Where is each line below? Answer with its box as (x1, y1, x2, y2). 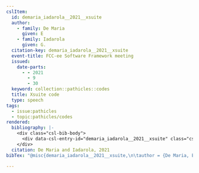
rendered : (6, 119, 31, 125)
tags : (6, 102, 20, 109)
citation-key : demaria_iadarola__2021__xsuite (11, 48, 129, 54)
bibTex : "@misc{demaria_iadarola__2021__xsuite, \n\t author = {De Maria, (6, 152, 190, 158)
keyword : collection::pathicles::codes (11, 86, 110, 92)
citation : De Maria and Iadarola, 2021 (11, 147, 110, 153)
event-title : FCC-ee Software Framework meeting (11, 53, 134, 59)
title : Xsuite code (11, 92, 60, 97)
